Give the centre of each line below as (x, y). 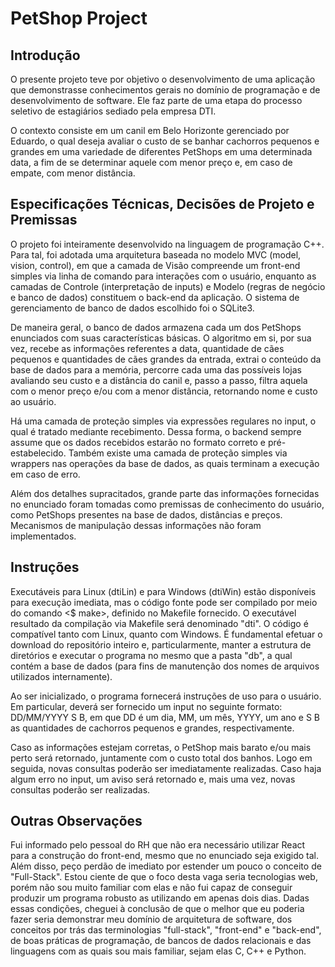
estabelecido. (38, 453)
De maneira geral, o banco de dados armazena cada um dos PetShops (156, 327)
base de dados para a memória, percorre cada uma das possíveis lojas (156, 369)
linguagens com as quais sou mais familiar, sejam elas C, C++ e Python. (158, 951)
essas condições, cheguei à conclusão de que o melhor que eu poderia (157, 909)
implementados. (43, 536)
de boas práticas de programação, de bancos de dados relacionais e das (161, 941)
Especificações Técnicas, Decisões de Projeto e (162, 204)
